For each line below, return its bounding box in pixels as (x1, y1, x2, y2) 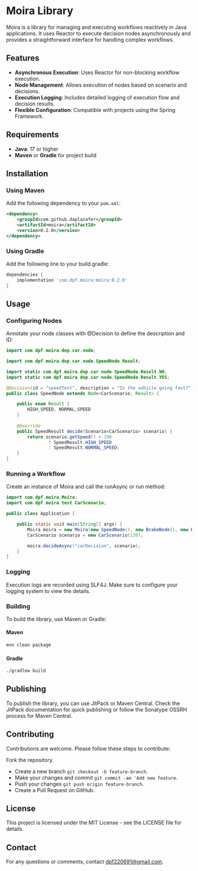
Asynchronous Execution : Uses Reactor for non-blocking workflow (14, 69, 180, 76)
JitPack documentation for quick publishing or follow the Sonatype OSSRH (6, 706, 187, 713)
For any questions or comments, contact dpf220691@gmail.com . (6, 858, 164, 865)
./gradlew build (6, 668, 46, 674)
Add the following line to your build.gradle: (6, 260, 109, 267)
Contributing (6, 729, 54, 740)
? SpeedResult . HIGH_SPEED (48, 439, 112, 445)
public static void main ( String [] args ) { (16, 521, 123, 528)
